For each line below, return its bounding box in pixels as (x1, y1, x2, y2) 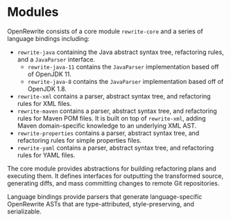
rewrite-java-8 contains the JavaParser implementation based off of (27, 77, 224, 85)
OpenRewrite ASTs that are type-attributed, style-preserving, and (7, 200, 194, 208)
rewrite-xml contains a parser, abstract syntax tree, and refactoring (17, 91, 211, 100)
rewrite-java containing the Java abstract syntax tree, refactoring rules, (17, 48, 224, 56)
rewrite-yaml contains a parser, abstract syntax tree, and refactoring (17, 143, 214, 152)
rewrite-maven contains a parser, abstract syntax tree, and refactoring (17, 107, 217, 115)
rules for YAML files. (17, 150, 76, 159)
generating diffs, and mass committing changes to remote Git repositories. (7, 179, 220, 187)
